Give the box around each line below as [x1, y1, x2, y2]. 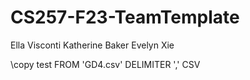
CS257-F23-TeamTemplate [10, 6, 240, 29]
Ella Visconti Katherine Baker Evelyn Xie [10, 39, 175, 51]
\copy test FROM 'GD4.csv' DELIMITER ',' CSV [10, 58, 201, 70]
